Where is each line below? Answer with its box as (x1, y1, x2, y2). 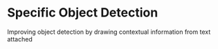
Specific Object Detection (7, 5, 158, 21)
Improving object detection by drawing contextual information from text (7, 28, 211, 36)
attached (7, 35, 33, 43)
